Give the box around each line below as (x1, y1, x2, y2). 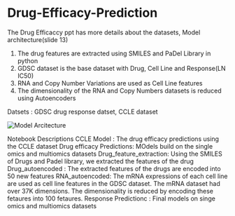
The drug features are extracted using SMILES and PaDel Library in (17, 49, 211, 58)
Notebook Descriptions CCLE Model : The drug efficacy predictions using (7, 135, 219, 143)
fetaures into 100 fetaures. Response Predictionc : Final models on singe (7, 194, 215, 203)
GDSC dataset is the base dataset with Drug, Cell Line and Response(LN (17, 64, 226, 72)
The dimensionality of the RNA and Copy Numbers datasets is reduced (17, 86, 222, 95)
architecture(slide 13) (7, 35, 69, 43)
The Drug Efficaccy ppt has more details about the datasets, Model (7, 28, 201, 36)
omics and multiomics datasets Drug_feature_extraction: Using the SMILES (7, 149, 222, 158)
